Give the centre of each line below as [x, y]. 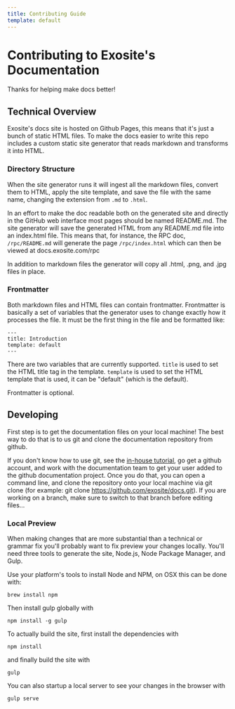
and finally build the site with [49, 659]
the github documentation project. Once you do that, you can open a [106, 475]
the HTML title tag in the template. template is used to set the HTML [105, 371]
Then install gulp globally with [51, 608]
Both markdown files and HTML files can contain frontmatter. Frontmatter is [116, 305]
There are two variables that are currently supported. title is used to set [113, 364]
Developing [33, 415]
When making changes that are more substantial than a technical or [105, 538]
